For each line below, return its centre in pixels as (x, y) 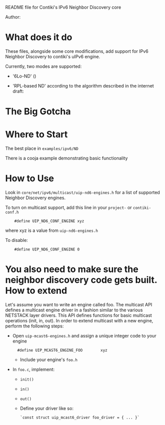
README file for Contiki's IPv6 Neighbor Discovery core (63, 7)
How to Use (30, 179)
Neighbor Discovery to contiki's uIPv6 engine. (53, 56)
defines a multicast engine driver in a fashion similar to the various (74, 310)
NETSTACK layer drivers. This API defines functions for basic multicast (79, 315)
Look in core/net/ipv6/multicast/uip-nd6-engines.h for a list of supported (82, 192)
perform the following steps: (34, 326)
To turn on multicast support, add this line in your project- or (69, 207)
